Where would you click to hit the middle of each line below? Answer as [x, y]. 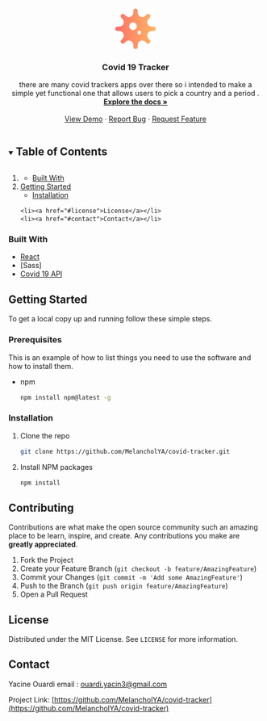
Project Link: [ [31, 699]
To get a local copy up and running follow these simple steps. [110, 319]
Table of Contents [61, 151]
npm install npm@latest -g [65, 397]
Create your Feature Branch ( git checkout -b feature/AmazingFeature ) [138, 568]
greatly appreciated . [43, 544]
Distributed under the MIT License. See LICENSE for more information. [123, 639]
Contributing [41, 507]
